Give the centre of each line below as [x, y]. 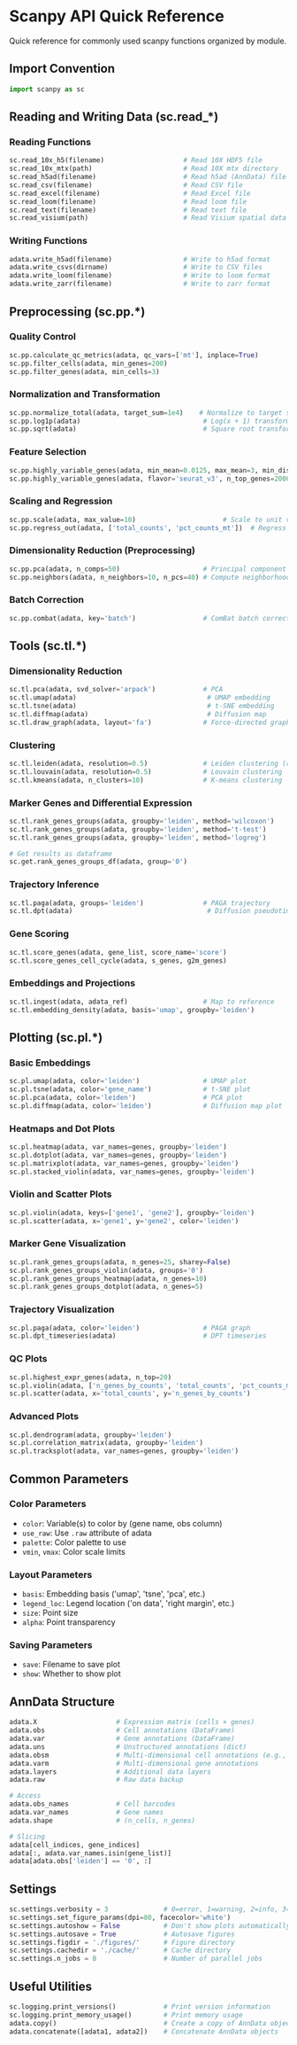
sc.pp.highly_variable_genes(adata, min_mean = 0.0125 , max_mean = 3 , [134, 470]
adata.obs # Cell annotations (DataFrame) [122, 1730]
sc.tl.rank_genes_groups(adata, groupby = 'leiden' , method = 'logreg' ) [138, 838]
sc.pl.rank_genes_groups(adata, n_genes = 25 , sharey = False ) [120, 1262]
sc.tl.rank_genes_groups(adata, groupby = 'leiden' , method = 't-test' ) [138, 829]
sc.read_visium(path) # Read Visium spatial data [148, 218]
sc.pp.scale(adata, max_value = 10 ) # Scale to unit [146, 519]
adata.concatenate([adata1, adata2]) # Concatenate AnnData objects [144, 2032]
